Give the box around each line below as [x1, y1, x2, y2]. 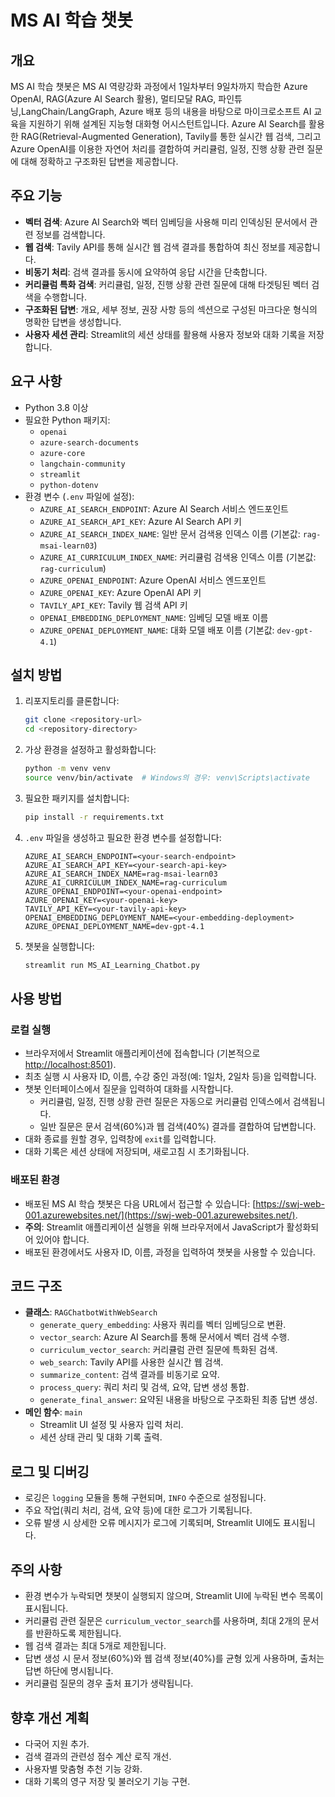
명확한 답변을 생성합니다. [24, 316, 122, 328]
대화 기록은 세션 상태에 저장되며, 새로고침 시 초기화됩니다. [24, 1146, 250, 1158]
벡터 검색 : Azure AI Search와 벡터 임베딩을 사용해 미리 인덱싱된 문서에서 [24, 216, 308, 228]
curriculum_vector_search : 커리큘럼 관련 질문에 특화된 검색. [39, 1344, 278, 1356]
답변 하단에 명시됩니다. [24, 1665, 114, 1677]
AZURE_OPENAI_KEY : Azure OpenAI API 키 [39, 586, 202, 598]
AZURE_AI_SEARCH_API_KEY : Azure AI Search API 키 [39, 515, 242, 527]
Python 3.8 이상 [24, 401, 89, 413]
